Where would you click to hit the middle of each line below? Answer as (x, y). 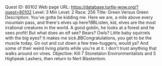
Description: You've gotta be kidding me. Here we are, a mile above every (79, 17)
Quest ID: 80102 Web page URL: (37, 7)
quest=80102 (18, 12)
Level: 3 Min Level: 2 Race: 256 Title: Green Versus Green (91, 12)
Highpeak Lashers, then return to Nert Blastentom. (56, 58)
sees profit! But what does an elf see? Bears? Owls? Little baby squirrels (78, 33)
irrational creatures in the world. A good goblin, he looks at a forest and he (80, 28)
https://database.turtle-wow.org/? (105, 7)
